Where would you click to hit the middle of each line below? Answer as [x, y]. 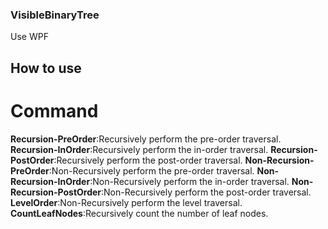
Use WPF [29, 37]
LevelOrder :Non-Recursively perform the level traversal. [126, 202]
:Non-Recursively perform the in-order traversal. [189, 181]
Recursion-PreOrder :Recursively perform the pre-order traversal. [146, 139]
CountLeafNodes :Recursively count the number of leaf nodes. [139, 213]
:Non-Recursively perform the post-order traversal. [206, 192]
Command [54, 110]
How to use [46, 68]
